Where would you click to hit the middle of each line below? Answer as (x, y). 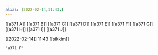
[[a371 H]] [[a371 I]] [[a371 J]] (36, 29)
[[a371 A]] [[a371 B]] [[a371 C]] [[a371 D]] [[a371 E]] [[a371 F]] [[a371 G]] (79, 24)
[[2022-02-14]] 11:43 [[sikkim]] (37, 39)
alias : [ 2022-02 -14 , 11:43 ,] (35, 10)
